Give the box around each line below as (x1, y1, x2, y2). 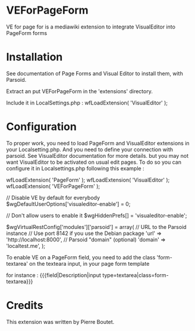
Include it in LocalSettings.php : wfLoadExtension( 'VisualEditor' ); (6, 99, 168, 106)
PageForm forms (6, 29, 48, 36)
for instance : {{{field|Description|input (6, 271, 101, 279)
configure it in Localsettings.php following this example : (6, 164, 144, 172)
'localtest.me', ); (6, 242, 46, 249)
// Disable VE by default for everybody (6, 194, 100, 201)
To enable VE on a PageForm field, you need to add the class (6, 253, 156, 261)
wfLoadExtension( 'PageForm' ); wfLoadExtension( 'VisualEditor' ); (6, 176, 170, 183)
